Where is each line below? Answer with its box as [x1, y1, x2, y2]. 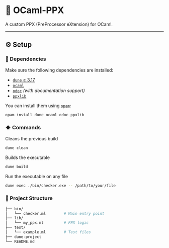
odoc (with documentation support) [12, 88, 86, 94]
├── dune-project [5, 234, 42, 239]
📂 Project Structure [5, 195, 53, 202]
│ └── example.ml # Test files [5, 230, 92, 235]
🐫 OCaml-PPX [5, 5, 64, 16]
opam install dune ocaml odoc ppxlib [5, 112, 84, 117]
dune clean [5, 145, 28, 150]
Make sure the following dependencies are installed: [5, 67, 114, 73]
